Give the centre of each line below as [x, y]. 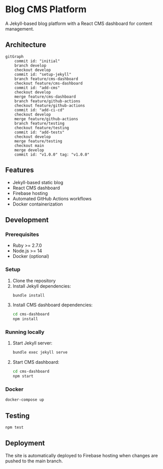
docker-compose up [25, 400]
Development [27, 220]
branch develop [30, 65]
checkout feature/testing [42, 128]
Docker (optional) [31, 256]
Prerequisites [22, 234]
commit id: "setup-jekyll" [43, 74]
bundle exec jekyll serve [40, 353]
